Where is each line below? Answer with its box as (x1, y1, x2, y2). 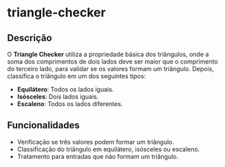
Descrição (7, 32, 52, 44)
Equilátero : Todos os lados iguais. (17, 86, 114, 93)
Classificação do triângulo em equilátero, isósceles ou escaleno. (17, 145, 200, 153)
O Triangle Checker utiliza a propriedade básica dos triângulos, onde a (7, 50, 209, 58)
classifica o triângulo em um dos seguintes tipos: (7, 72, 146, 80)
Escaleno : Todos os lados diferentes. (17, 100, 123, 107)
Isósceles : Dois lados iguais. (17, 92, 99, 101)
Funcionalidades (7, 120, 81, 131)
